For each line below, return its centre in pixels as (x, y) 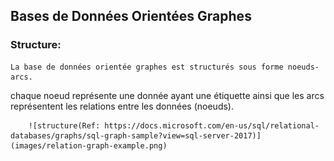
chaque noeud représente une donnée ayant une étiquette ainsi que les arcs (167, 95)
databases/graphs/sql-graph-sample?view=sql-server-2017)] (136, 135)
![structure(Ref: (64, 125)
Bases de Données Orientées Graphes (131, 16)
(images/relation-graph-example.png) (89, 145)
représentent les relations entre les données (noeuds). (122, 106)
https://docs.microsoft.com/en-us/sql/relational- (212, 125)
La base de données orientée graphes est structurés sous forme (147, 67)
